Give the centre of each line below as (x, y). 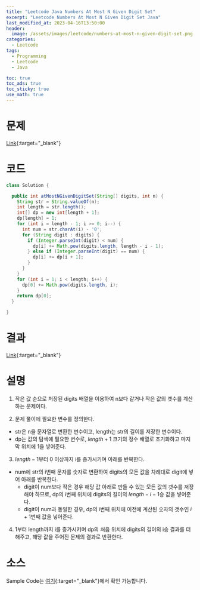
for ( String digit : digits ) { (61, 235)
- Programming (29, 56)
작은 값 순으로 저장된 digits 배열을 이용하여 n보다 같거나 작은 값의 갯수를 (98, 398)
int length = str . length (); (51, 207)
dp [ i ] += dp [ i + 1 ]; (58, 257)
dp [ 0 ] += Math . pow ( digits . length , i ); (70, 285)
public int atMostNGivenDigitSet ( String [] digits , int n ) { (87, 196)
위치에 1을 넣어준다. (44, 446)
